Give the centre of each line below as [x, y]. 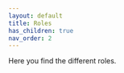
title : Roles [30, 23]
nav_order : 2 [30, 38]
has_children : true [41, 30]
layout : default [35, 16]
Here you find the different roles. [62, 61]
